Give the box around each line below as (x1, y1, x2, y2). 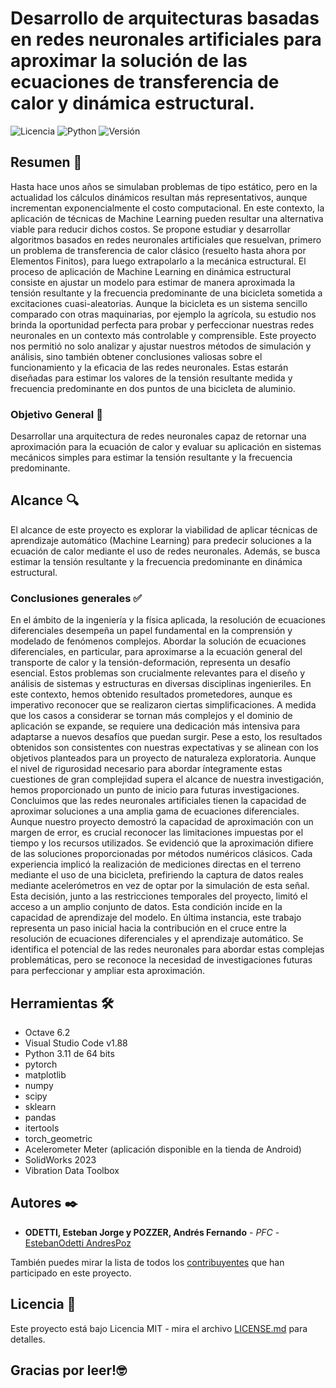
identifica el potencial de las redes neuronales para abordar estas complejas (10, 943, 325, 956)
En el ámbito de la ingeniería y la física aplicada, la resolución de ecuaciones (10, 614, 326, 626)
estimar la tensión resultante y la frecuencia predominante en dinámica (10, 555, 303, 567)
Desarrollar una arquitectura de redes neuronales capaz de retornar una (10, 430, 307, 442)
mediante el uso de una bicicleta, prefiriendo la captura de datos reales (10, 869, 304, 881)
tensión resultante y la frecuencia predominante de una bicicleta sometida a (10, 287, 323, 299)
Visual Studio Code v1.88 (24, 1037, 128, 1049)
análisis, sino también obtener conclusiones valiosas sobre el (10, 350, 263, 362)
